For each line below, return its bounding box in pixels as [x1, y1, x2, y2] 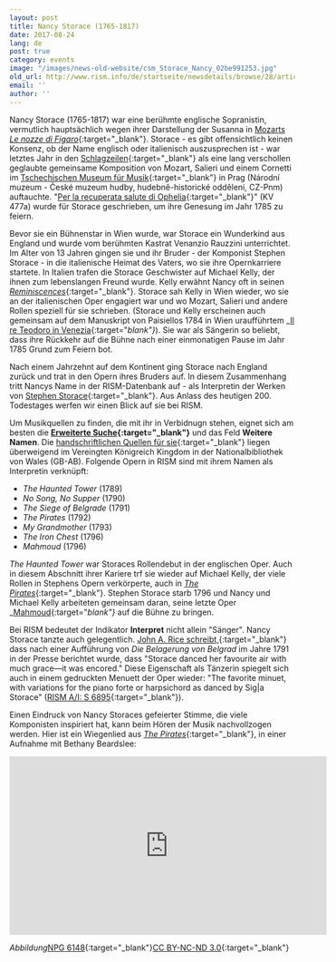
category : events [9, 55, 75, 64]
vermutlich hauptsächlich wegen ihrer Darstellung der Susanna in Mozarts [9, 123, 285, 134]
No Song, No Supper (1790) [22, 492, 126, 503]
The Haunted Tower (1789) [22, 482, 123, 494]
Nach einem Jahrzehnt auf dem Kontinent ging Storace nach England [9, 361, 268, 372]
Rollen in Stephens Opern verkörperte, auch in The [9, 578, 199, 588]
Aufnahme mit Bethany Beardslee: [9, 738, 138, 749]
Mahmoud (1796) [22, 540, 87, 551]
